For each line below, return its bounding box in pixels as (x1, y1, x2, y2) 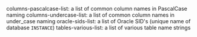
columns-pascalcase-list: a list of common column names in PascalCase (6, 5, 188, 12)
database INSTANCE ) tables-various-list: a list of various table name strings (6, 24, 191, 31)
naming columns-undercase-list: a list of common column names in (6, 11, 175, 18)
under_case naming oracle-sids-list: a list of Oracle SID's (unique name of (6, 18, 191, 24)
